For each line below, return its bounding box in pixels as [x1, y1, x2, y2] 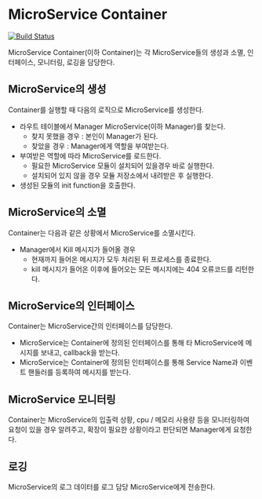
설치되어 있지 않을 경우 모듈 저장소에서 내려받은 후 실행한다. [31, 170, 214, 180]
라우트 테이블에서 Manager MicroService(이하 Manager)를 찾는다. [19, 122, 226, 131]
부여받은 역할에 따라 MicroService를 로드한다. [19, 151, 162, 160]
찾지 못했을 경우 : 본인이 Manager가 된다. [31, 131, 158, 140]
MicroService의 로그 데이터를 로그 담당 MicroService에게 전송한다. [8, 483, 216, 491]
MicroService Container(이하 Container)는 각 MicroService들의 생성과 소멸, [8, 47, 246, 56]
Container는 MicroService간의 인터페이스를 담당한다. [8, 322, 173, 331]
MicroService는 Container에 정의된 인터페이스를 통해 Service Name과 [19, 358, 238, 367]
